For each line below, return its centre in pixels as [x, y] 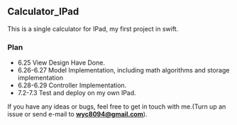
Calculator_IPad [43, 12]
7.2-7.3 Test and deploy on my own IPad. [77, 93]
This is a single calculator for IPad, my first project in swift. [93, 28]
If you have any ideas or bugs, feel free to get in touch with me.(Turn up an [117, 107]
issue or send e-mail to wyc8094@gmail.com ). [77, 114]
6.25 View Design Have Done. [61, 62]
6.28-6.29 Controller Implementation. [72, 85]
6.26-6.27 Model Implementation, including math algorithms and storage [123, 70]
